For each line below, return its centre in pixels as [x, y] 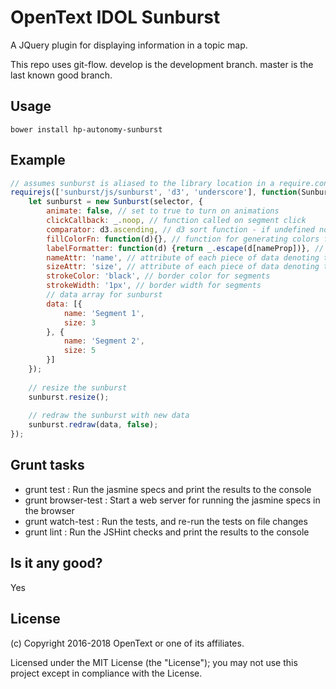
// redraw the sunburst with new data [109, 416]
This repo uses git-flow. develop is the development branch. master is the [162, 64]
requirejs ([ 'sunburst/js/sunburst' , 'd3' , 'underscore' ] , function [154, 192]
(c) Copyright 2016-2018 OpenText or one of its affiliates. [127, 643]
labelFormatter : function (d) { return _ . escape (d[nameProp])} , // [185, 248]
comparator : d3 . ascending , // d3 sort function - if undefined [180, 229]
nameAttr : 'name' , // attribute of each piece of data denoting [183, 257]
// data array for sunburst [104, 295]
